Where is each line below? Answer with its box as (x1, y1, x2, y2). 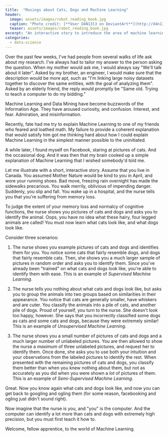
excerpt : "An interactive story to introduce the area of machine (5, 31, 146, 36)
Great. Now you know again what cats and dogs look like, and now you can (5, 385, 160, 391)
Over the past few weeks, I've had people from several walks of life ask (5, 54, 152, 60)
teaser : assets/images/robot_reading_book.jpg (9, 26, 108, 31)
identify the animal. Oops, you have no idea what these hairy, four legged (5, 214, 156, 220)
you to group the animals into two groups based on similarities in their (12, 291, 156, 297)
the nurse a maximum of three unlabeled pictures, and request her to (12, 343, 155, 349)
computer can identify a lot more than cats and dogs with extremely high (5, 410, 155, 416)
